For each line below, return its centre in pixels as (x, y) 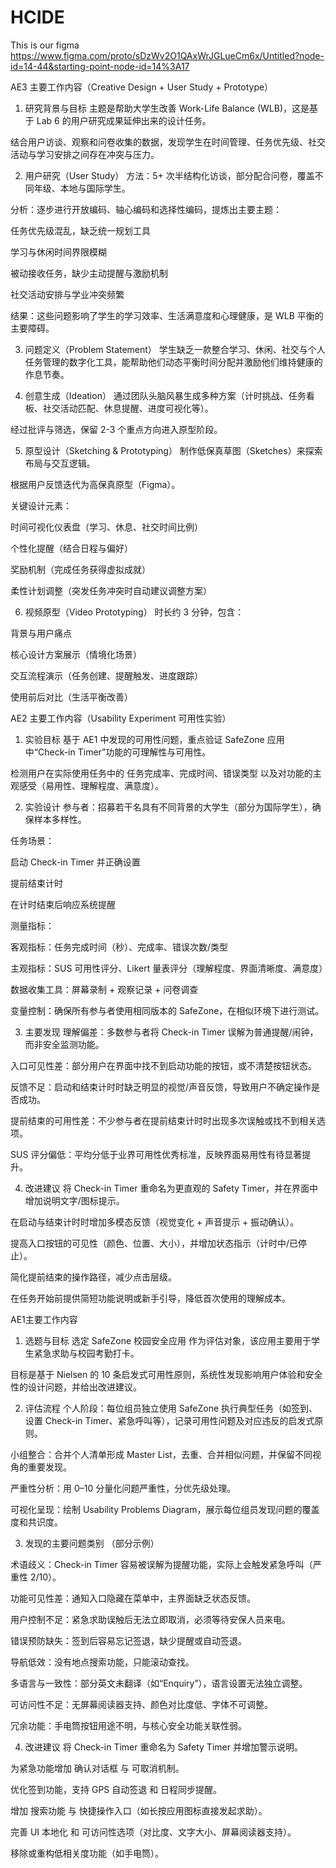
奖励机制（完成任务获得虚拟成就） (80, 569)
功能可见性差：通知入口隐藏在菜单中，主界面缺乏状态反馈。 (133, 1598)
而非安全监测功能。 (64, 1044)
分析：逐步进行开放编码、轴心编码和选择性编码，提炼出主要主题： (146, 209)
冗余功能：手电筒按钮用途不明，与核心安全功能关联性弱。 (128, 1725)
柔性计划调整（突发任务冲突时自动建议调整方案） (111, 590)
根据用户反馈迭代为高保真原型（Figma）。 (95, 484)
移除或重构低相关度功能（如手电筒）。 (87, 1853)
